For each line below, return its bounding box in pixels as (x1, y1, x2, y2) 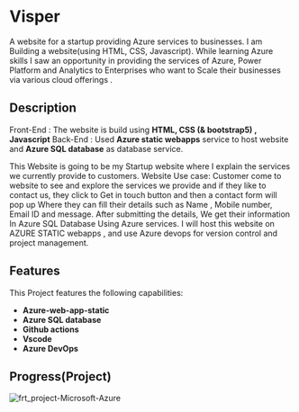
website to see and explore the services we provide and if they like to (9, 180, 267, 191)
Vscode (22, 333, 52, 344)
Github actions (22, 324, 79, 335)
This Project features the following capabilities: (9, 287, 184, 298)
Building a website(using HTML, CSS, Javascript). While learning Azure (9, 45, 274, 56)
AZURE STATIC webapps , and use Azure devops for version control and (9, 228, 277, 238)
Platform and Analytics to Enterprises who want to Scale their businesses (9, 65, 281, 76)
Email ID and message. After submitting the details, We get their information (9, 209, 291, 219)
